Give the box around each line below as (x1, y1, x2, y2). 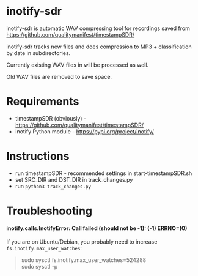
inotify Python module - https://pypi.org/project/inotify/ (15, 127, 154, 135)
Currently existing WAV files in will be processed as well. (6, 61, 148, 69)
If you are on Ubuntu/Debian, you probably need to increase (6, 238, 158, 245)
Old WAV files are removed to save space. (6, 73, 112, 80)
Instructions (6, 149, 70, 163)
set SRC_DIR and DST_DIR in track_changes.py (15, 176, 133, 183)
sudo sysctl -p (21, 263, 58, 270)
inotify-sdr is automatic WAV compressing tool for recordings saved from (6, 24, 191, 32)
